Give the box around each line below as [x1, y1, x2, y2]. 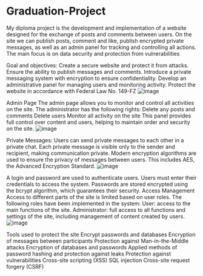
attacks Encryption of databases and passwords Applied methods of [6, 243, 178, 251]
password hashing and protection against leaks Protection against [6, 250, 171, 257]
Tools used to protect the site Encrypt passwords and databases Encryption [6, 231, 196, 238]
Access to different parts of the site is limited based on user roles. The [6, 193, 182, 200]
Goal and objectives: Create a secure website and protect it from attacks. [6, 62, 189, 69]
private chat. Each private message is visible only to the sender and [6, 143, 176, 150]
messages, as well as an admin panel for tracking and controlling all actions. [6, 44, 197, 51]
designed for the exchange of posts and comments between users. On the [6, 30, 192, 38]
